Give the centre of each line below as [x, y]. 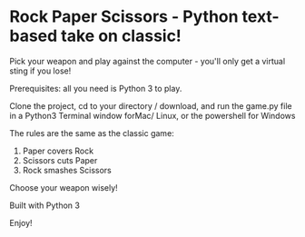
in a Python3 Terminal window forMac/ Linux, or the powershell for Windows [152, 115]
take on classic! [121, 36]
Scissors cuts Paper [60, 160]
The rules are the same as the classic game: [92, 133]
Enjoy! [21, 222]
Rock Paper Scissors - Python [124, 17]
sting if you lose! [40, 71]
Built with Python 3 [44, 205]
